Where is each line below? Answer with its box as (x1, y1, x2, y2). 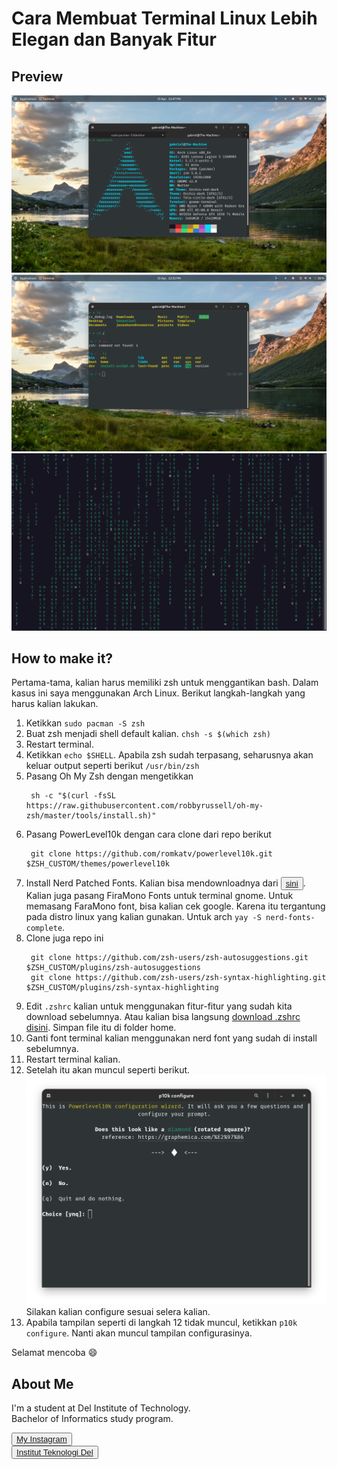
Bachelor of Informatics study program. (11, 1413, 174, 1425)
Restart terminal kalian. (25, 1053, 121, 1066)
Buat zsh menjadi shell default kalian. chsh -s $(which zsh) (25, 728, 271, 740)
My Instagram (16, 1434, 68, 1445)
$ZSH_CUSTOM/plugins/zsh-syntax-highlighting (25, 983, 219, 993)
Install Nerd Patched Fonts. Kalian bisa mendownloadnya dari (25, 877, 279, 889)
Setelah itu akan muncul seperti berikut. (25, 1064, 191, 1076)
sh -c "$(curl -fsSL (30, 791, 116, 801)
